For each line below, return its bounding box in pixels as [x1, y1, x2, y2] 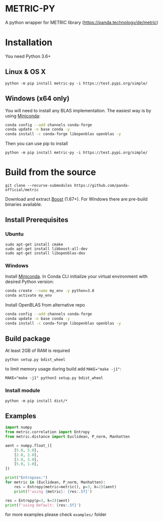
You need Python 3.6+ [5, 53, 51, 59]
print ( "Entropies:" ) [5, 475, 48, 480]
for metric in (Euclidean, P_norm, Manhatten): [5, 480, 106, 485]
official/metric [5, 187, 39, 193]
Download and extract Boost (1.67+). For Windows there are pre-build [5, 196, 148, 202]
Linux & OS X [5, 68, 46, 76]
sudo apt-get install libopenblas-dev [5, 250, 85, 256]
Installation [5, 37, 53, 48]
